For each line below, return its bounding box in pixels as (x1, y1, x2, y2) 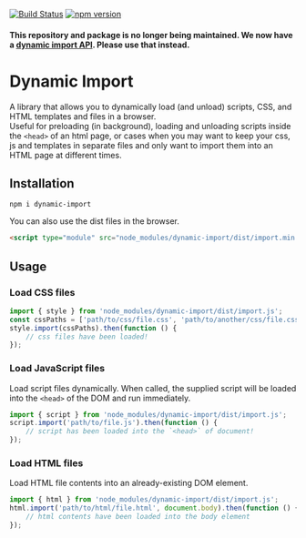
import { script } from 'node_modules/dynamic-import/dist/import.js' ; (9, 410, 287, 419)
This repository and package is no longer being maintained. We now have (9, 29, 293, 40)
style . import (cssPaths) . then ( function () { (9, 323, 178, 332)
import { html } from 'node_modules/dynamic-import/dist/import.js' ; (9, 495, 280, 504)
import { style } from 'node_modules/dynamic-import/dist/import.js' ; (9, 306, 283, 316)
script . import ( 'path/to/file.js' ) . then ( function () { (9, 419, 219, 428)
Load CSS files (9, 286, 76, 299)
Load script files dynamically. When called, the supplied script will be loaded (9, 382, 297, 393)
